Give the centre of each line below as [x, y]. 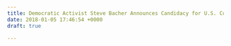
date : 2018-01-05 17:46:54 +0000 [55, 20]
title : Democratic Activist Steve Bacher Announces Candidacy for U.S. [112, 13]
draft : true [24, 26]
